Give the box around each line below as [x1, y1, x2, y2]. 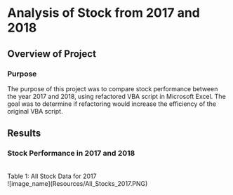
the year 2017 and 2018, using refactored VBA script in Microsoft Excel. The [7, 92, 226, 100]
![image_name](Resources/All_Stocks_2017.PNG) [7, 179, 148, 187]
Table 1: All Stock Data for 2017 [7, 172, 97, 180]
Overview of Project [7, 48, 97, 60]
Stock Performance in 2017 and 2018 [7, 149, 135, 159]
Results [7, 128, 41, 140]
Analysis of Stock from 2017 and [7, 5, 200, 21]
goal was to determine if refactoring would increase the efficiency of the [7, 100, 216, 108]
